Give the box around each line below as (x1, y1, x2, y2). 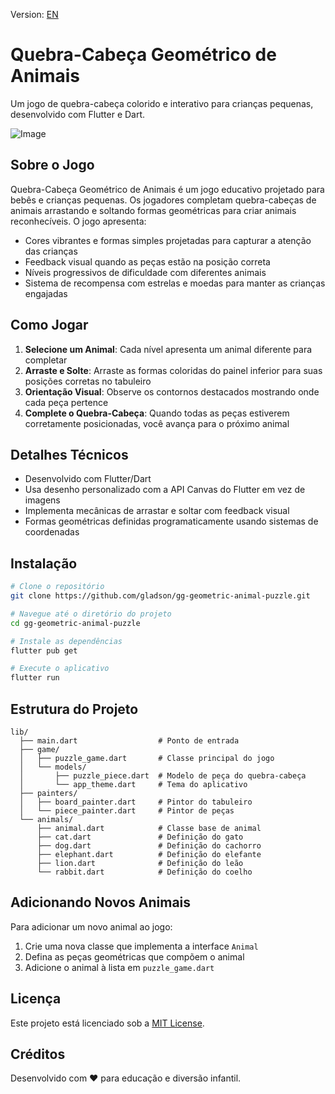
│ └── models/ (19, 762, 87, 772)
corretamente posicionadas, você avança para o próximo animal (24, 417, 290, 429)
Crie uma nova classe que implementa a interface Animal (24, 940, 259, 952)
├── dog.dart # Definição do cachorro (36, 841, 262, 851)
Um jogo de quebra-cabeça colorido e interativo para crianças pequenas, (10, 97, 314, 109)
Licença (10, 990, 62, 1008)
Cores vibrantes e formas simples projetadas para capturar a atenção (24, 234, 312, 246)
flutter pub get (10, 645, 78, 656)
